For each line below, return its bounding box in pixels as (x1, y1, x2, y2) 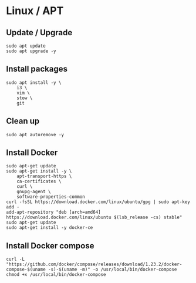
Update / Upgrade (6, 28, 73, 38)
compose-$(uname (6, 267, 46, 272)
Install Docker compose (6, 241, 95, 251)
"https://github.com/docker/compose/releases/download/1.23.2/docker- (6, 261, 183, 268)
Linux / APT (6, 4, 64, 18)
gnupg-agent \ (16, 189, 51, 195)
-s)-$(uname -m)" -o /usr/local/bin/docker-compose (48, 267, 177, 272)
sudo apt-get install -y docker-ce (6, 225, 93, 231)
